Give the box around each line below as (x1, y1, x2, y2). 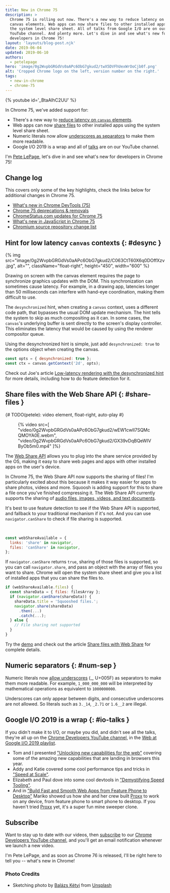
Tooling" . (12, 782, 31, 788)
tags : (5, 74, 17, 79)
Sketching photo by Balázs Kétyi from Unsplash (12, 882, 112, 888)
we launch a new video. (5, 843, 55, 849)
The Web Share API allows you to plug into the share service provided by (5, 453, 157, 459)
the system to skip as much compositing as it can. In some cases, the (5, 315, 150, 321)
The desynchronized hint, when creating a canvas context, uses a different (5, 304, 158, 310)
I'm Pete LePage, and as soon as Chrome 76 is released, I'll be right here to (5, 852, 162, 858)
